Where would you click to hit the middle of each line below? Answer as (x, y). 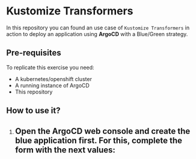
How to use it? (33, 111)
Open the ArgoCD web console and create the (103, 131)
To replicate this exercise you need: (50, 67)
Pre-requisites (34, 53)
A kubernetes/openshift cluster (53, 79)
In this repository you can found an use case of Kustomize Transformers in (98, 28)
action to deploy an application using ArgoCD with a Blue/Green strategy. (97, 34)
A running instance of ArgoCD (52, 85)
